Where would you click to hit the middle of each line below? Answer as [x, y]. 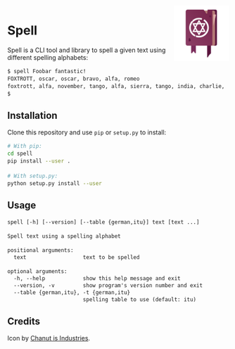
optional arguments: [38, 272]
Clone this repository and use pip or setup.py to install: [87, 132]
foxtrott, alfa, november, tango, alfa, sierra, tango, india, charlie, [116, 86]
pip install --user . [39, 161]
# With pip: [25, 146]
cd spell [20, 154]
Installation [32, 115]
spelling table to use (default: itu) [140, 300]
